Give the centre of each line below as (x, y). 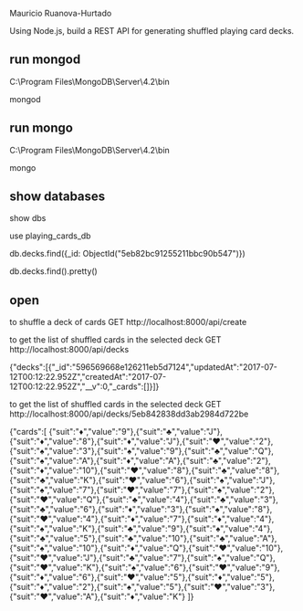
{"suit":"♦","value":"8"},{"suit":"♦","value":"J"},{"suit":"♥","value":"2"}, (141, 441)
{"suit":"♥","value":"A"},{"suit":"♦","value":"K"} (98, 596)
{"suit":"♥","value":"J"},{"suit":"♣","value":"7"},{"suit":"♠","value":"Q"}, (142, 558)
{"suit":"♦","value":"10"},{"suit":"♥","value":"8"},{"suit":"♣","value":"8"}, (145, 470)
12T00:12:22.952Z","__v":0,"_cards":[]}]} (84, 386)
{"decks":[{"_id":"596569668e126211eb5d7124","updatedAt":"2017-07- (144, 367)
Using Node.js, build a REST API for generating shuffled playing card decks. (152, 31)
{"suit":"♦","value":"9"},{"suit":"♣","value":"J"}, (136, 432)
